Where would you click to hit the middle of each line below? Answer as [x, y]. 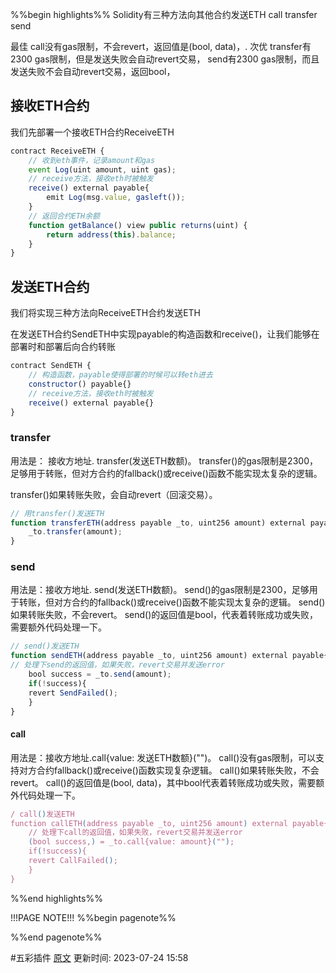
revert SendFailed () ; [73, 693]
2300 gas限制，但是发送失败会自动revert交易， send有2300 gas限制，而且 [165, 59]
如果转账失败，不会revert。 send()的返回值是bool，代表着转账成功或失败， [164, 615]
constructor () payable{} [80, 384]
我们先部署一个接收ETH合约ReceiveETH [92, 132]
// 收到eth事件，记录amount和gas [92, 160]
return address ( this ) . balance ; [111, 234]
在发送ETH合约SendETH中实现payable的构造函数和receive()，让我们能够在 [165, 334]
